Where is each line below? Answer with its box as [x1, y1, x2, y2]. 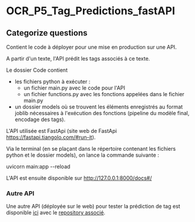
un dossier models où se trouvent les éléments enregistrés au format [14, 103, 183, 110]
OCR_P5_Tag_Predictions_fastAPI [6, 4, 175, 18]
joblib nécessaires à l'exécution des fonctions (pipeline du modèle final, [14, 110, 190, 116]
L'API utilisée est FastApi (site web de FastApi [6, 128, 117, 134]
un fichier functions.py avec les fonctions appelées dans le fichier [23, 91, 185, 97]
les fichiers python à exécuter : [14, 78, 91, 85]
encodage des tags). [14, 116, 66, 123]
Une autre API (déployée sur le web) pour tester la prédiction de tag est [6, 203, 181, 210]
